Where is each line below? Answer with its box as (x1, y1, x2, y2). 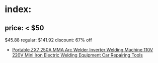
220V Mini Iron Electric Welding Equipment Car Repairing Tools (12, 52, 143, 58)
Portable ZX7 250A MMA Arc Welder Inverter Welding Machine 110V (12, 47, 153, 52)
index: (5, 4, 32, 15)
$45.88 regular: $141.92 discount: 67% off (5, 37, 93, 43)
